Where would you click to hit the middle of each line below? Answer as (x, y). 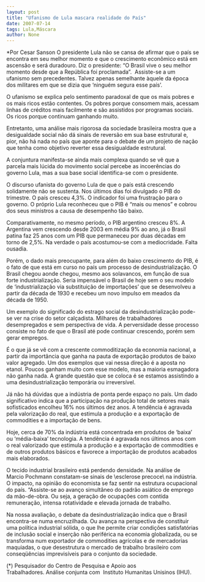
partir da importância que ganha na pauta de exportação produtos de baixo (101, 356)
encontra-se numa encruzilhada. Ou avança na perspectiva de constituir (98, 521)
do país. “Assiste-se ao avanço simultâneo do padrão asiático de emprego (100, 490)
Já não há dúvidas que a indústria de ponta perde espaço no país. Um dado (102, 394)
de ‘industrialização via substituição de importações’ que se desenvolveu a (101, 287)
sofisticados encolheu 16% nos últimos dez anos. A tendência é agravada (99, 407)
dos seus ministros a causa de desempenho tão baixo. (75, 211)
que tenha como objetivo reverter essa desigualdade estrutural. (86, 148)
